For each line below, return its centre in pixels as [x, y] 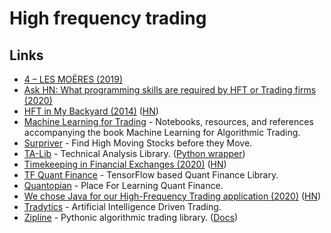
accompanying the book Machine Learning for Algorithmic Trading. [162, 132]
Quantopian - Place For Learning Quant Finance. [123, 185]
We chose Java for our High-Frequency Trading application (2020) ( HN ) [172, 196]
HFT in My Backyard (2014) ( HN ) [91, 111]
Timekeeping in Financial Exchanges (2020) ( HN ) [125, 164]
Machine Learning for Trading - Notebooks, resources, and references [168, 121]
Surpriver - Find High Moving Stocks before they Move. [138, 143]
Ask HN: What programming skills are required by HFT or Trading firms [170, 90]
